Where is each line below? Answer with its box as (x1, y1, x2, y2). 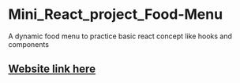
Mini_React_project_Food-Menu (8, 5, 223, 23)
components (8, 39, 50, 49)
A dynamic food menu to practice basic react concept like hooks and (8, 31, 233, 41)
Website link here (8, 63, 96, 76)
